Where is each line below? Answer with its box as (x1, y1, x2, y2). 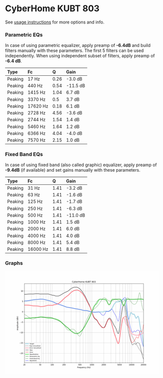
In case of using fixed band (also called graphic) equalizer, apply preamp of (5, 162, 157, 168)
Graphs (5, 260, 23, 267)
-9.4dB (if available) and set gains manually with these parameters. (5, 167, 141, 173)
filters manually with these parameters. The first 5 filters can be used (5, 47, 144, 54)
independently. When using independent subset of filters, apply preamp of (5, 53, 155, 59)
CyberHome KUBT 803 (5, 3, 100, 14)
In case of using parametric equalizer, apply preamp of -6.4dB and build (5, 43, 151, 48)
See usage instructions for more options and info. (5, 19, 105, 25)
